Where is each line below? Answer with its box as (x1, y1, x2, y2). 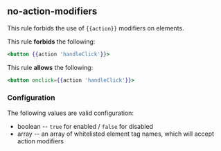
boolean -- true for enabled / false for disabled (17, 122, 154, 130)
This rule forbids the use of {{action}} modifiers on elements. (7, 24, 185, 32)
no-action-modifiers (7, 6, 98, 17)
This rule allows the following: (7, 63, 94, 71)
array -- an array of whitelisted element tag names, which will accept (17, 130, 215, 138)
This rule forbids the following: (7, 37, 96, 46)
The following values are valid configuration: (7, 109, 134, 117)
